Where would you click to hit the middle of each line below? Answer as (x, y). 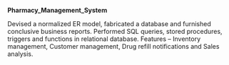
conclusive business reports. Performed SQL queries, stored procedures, (115, 31)
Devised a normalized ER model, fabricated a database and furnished (110, 24)
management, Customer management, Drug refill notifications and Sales (113, 46)
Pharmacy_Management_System (57, 10)
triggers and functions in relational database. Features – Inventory (104, 39)
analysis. (20, 54)
